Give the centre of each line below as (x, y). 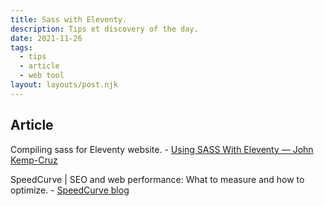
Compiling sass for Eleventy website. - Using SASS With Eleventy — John (162, 149)
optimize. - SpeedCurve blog (70, 190)
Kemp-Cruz (34, 160)
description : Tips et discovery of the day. (104, 29)
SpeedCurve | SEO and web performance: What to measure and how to (157, 179)
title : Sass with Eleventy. (69, 19)
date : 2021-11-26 (46, 38)
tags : (21, 47)
